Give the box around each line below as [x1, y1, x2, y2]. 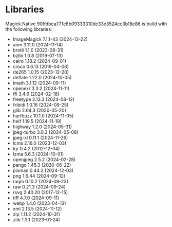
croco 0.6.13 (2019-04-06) [12, 63, 69, 69]
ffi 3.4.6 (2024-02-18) [12, 91, 60, 97]
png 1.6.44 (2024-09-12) [12, 172, 66, 179]
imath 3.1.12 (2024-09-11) [12, 80, 66, 86]
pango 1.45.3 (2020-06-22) [12, 162, 71, 168]
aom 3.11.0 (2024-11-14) [12, 41, 63, 47]
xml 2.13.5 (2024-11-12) [12, 205, 62, 212]
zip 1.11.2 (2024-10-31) [12, 211, 61, 217]
